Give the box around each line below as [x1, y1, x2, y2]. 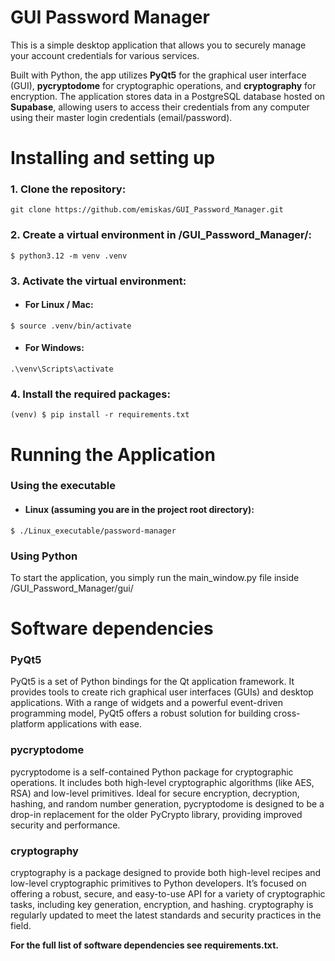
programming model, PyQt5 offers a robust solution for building [10, 707, 272, 720]
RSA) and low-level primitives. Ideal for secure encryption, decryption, [10, 787, 300, 799]
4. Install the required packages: [10, 387, 171, 401]
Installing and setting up [10, 147, 216, 170]
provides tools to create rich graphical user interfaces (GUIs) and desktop [10, 686, 314, 698]
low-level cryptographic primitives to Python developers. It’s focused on [10, 877, 307, 890]
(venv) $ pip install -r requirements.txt [10, 410, 190, 420]
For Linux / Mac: [24, 299, 94, 311]
